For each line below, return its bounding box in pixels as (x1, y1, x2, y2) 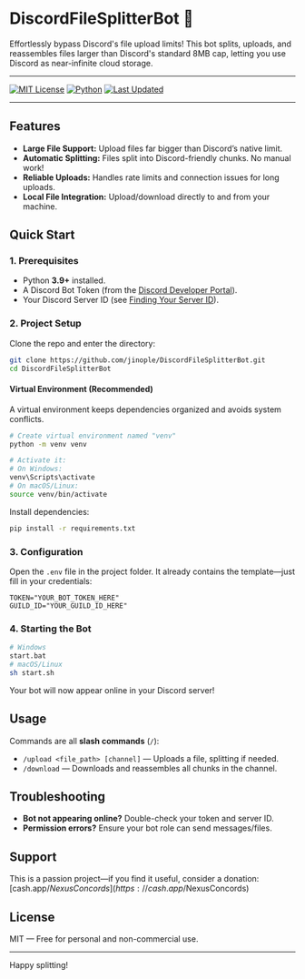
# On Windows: (9, 464, 64, 474)
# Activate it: (9, 456, 67, 465)
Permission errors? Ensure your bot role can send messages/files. (22, 823, 272, 833)
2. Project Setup (9, 318, 82, 330)
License (9, 909, 55, 924)
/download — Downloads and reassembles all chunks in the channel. (22, 762, 278, 773)
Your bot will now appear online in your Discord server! (9, 684, 215, 695)
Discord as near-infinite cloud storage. (9, 57, 153, 68)
